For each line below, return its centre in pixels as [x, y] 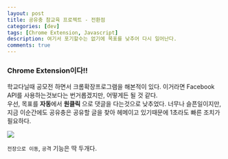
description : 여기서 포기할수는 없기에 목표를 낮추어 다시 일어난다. [92, 39]
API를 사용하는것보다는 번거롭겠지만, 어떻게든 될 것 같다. [82, 95]
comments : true [29, 45]
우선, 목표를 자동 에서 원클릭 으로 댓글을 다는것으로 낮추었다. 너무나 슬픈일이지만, [114, 104]
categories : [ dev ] [33, 26]
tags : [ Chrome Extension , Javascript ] [62, 33]
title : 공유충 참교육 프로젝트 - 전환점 [56, 20]
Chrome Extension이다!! [47, 71]
